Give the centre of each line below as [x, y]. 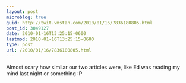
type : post [20, 45]
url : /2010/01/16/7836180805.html [49, 50]
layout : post [22, 12]
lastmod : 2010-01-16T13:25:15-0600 [50, 39]
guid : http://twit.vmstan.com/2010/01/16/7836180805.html [79, 23]
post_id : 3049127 [28, 28]
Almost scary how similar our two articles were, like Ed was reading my [93, 67]
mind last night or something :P [44, 73]
